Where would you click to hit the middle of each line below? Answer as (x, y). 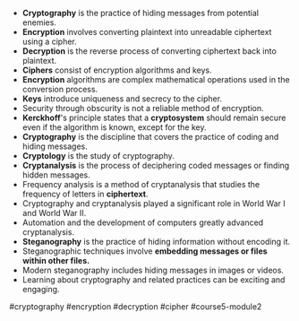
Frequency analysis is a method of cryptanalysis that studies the (141, 184)
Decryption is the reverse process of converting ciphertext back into (149, 51)
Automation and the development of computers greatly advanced (143, 222)
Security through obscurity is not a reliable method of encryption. (143, 108)
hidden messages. (56, 175)
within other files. (56, 260)
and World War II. (54, 213)
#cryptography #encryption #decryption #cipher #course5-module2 (136, 307)
